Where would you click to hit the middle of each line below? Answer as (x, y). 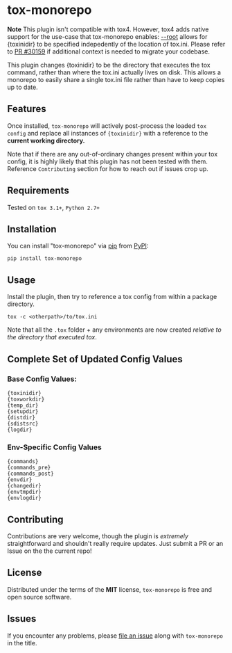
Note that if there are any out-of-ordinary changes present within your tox (113, 154)
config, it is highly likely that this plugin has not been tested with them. (107, 161)
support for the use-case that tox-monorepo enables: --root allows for (107, 36)
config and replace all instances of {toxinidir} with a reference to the (108, 133)
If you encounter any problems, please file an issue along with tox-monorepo (115, 636)
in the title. (22, 643)
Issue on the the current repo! (50, 551)
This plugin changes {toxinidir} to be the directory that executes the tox (109, 65)
